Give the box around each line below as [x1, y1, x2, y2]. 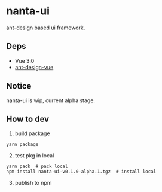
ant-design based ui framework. [6, 24, 85, 31]
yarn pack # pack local [6, 163, 68, 170]
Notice [6, 81, 32, 91]
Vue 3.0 [14, 57, 35, 64]
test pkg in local [14, 152, 54, 159]
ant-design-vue [14, 63, 54, 71]
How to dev [6, 114, 50, 124]
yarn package [6, 142, 39, 148]
